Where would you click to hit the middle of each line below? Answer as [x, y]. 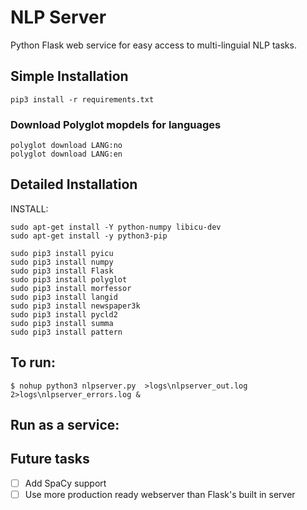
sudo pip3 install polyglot [69, 279]
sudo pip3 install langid [64, 297]
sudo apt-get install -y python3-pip [89, 236]
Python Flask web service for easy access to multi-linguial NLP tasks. [153, 45]
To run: [33, 362]
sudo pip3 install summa [62, 323]
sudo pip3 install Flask [62, 271]
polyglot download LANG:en [66, 154]
